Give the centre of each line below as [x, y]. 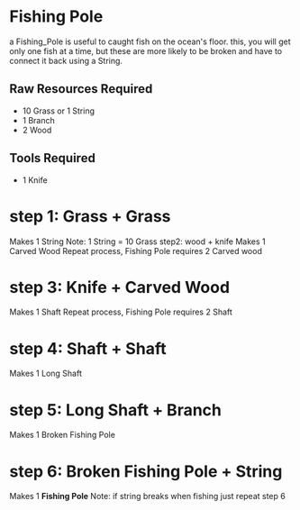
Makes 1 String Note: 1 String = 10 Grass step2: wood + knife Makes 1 [137, 241]
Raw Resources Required [81, 89]
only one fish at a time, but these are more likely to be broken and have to [145, 50]
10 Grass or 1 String [59, 111]
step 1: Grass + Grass [90, 216]
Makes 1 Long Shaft [46, 373]
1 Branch [39, 120]
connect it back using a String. [66, 60]
